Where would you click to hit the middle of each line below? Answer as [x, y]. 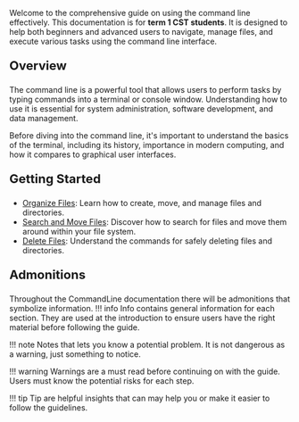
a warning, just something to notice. [75, 354]
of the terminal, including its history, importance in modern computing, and [147, 145]
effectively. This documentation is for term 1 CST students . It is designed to [149, 22]
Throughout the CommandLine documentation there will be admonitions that [150, 299]
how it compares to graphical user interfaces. [93, 154]
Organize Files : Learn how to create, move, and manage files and [141, 203]
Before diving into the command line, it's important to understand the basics [149, 136]
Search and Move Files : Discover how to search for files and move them [154, 222]
